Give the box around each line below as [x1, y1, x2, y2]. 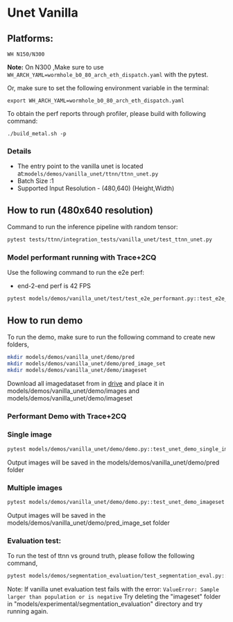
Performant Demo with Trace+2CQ [7, 411, 127, 421]
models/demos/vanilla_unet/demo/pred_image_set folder [7, 519, 170, 527]
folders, [7, 340, 29, 348]
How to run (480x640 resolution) [7, 204, 154, 216]
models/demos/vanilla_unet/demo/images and [7, 387, 140, 395]
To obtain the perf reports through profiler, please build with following [7, 110, 207, 117]
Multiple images [7, 482, 62, 492]
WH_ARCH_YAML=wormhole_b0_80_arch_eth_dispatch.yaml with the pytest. [7, 71, 209, 78]
